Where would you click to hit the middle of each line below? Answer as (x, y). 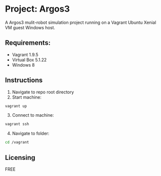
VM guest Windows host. (30, 27)
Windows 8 (23, 65)
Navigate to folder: (31, 133)
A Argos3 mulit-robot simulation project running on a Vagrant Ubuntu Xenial (81, 22)
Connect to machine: (33, 115)
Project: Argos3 (38, 9)
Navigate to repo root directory (43, 92)
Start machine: (27, 97)
